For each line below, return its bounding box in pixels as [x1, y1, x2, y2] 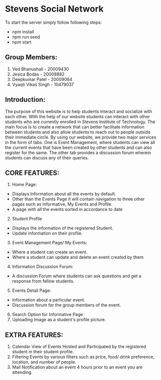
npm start [12, 39, 32, 45]
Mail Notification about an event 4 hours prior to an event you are [12, 364, 143, 370]
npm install [12, 29, 34, 34]
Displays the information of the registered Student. [12, 225, 113, 231]
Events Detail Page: [12, 287, 51, 294]
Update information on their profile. [12, 230, 83, 236]
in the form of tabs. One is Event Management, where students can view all [5, 139, 155, 145]
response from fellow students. [12, 278, 75, 284]
